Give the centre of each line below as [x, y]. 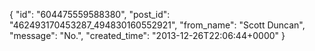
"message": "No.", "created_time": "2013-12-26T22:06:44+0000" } [147, 35]
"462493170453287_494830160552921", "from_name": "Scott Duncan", [157, 25]
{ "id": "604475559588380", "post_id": [90, 14]
